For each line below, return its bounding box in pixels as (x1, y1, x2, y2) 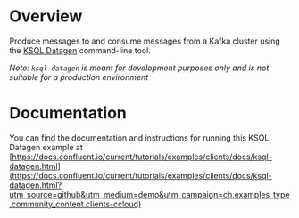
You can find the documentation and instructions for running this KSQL (9, 132, 270, 143)
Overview (9, 6, 83, 27)
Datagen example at (9, 141, 83, 152)
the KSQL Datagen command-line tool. (9, 44, 152, 55)
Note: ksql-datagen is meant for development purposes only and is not (9, 62, 270, 73)
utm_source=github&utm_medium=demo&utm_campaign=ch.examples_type (9, 189, 290, 199)
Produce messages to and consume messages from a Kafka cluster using (9, 36, 281, 46)
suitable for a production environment (9, 71, 149, 82)
